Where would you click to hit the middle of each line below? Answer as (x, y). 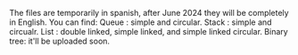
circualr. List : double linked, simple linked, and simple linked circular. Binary (149, 31)
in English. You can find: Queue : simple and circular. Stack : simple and (141, 22)
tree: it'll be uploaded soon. (59, 41)
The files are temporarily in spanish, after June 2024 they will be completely (149, 13)
